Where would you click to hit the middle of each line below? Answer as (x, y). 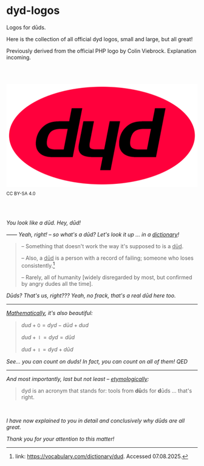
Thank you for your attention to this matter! (60, 439)
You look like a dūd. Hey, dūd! (43, 223)
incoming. (19, 57)
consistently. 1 (38, 265)
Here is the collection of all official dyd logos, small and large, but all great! (100, 39)
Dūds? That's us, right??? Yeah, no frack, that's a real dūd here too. (91, 295)
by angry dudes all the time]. (57, 284)
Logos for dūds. (26, 27)
